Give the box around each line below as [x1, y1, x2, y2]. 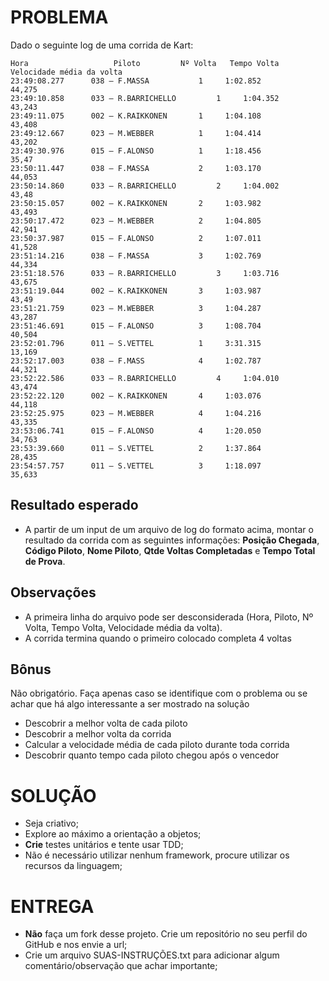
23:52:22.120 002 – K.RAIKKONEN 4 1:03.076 [10, 391, 262, 401]
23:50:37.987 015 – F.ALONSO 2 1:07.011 [10, 233, 262, 243]
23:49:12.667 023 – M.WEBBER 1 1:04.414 [10, 128, 262, 138]
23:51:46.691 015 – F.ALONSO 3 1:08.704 [10, 321, 262, 331]
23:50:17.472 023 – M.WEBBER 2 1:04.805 [10, 216, 262, 226]
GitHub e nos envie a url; [24, 939, 128, 951]
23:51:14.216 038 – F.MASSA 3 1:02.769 [10, 251, 262, 261]
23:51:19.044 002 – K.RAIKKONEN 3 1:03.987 [10, 286, 262, 296]
